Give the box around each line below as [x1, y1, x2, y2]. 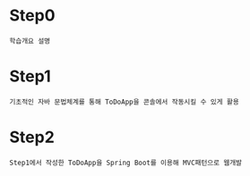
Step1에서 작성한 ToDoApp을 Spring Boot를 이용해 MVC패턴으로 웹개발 [9, 158, 243, 167]
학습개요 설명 [9, 37, 51, 46]
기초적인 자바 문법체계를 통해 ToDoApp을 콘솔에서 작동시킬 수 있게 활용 [9, 97, 239, 106]
